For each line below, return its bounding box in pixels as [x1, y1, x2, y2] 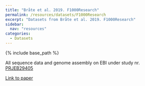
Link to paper [5, 75, 33, 81]
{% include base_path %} [5, 49, 59, 56]
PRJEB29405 [5, 65, 33, 71]
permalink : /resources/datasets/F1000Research [5, 12, 106, 17]
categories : [5, 31, 31, 36]
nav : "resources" [10, 26, 47, 32]
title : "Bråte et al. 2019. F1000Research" [5, 7, 100, 13]
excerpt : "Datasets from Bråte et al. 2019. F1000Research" [5, 17, 136, 22]
